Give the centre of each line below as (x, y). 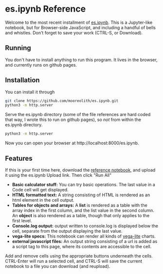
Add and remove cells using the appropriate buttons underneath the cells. (79, 256)
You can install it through (30, 92)
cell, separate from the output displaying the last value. (67, 231)
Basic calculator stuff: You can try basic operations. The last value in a (84, 185)
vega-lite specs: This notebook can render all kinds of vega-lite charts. (84, 236)
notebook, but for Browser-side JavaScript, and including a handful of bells (80, 27)
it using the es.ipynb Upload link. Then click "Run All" (58, 175)
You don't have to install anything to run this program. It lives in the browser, (81, 60)
